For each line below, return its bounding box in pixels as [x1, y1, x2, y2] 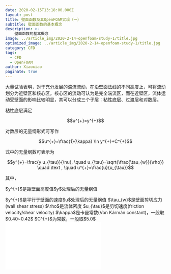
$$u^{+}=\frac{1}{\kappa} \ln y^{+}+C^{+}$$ [38, 138, 133, 144]
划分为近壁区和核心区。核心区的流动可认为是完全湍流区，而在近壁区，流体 [5, 90, 161, 96]
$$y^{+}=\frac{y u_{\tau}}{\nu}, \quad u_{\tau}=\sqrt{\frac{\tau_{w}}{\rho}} [7, 159, 164, 165]
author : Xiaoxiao [5, 64, 42, 69]
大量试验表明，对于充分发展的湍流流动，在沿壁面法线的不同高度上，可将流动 [5, 84, 166, 90]
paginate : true [5, 69, 38, 74]
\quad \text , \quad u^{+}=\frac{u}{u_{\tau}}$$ [37, 164, 134, 170]
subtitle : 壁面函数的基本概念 [5, 21, 63, 27]
